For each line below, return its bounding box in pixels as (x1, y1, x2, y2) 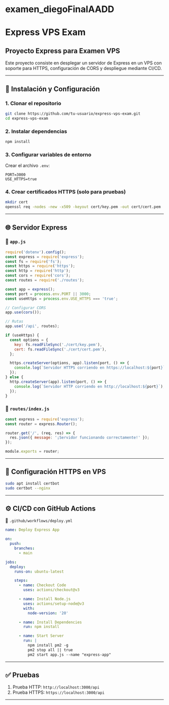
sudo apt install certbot (5, 481, 59, 486)
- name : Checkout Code (18, 583, 66, 588)
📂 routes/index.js (5, 405, 50, 412)
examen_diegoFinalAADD (5, 4, 115, 15)
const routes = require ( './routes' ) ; (5, 278, 84, 283)
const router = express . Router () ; (5, 421, 78, 427)
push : (10, 541, 22, 546)
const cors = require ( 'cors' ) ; (5, 273, 71, 278)
